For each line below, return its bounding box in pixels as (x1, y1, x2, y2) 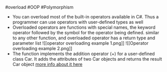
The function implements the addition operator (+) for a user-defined (12, 51, 155, 57)
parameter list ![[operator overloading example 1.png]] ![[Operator (12, 40, 149, 46)
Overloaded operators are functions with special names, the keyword (12, 24, 155, 30)
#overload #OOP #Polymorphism (5, 4, 74, 10)
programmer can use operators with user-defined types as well (12, 19, 144, 25)
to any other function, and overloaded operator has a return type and (12, 35, 155, 41)
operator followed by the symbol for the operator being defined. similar (12, 30, 159, 35)
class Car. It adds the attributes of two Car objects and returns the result (12, 56, 162, 62)
